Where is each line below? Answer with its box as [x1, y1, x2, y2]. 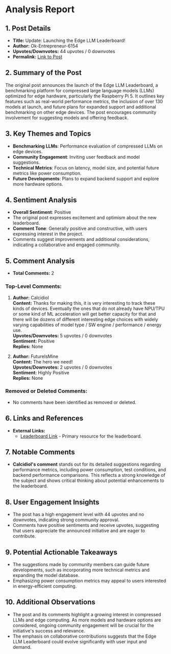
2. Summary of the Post [5, 68, 82, 77]
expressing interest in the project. [12, 231, 84, 237]
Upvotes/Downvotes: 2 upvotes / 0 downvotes [12, 364, 112, 370]
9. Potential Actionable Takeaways [5, 548, 117, 556]
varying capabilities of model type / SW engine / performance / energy [12, 322, 162, 328]
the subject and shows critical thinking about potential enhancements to [12, 477, 164, 483]
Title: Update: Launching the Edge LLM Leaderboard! [12, 37, 126, 43]
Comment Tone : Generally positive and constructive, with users [12, 226, 148, 232]
